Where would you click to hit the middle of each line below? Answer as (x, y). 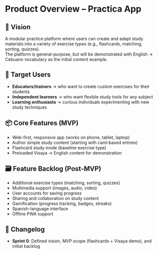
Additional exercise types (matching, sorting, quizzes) (66, 183)
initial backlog (26, 246)
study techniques (29, 107)
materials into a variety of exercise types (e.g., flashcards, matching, (74, 44)
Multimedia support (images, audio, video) (54, 188)
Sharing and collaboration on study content (55, 198)
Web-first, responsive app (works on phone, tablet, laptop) (71, 137)
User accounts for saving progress (47, 193)
